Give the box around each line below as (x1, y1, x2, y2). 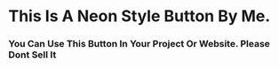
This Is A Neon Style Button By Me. (8, 6, 271, 26)
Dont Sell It (8, 48, 57, 61)
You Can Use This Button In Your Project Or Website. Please (8, 38, 270, 50)
